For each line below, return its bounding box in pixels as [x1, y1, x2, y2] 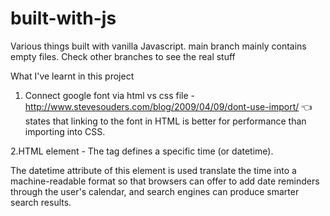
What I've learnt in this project [10, 70, 135, 82]
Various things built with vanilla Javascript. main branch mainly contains [10, 40, 307, 52]
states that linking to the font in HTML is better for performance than [24, 115, 307, 127]
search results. [10, 196, 72, 208]
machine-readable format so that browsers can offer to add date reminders [10, 175, 320, 187]
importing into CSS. [24, 125, 106, 137]
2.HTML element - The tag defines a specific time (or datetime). [10, 145, 274, 157]
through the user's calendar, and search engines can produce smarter [10, 185, 300, 197]
